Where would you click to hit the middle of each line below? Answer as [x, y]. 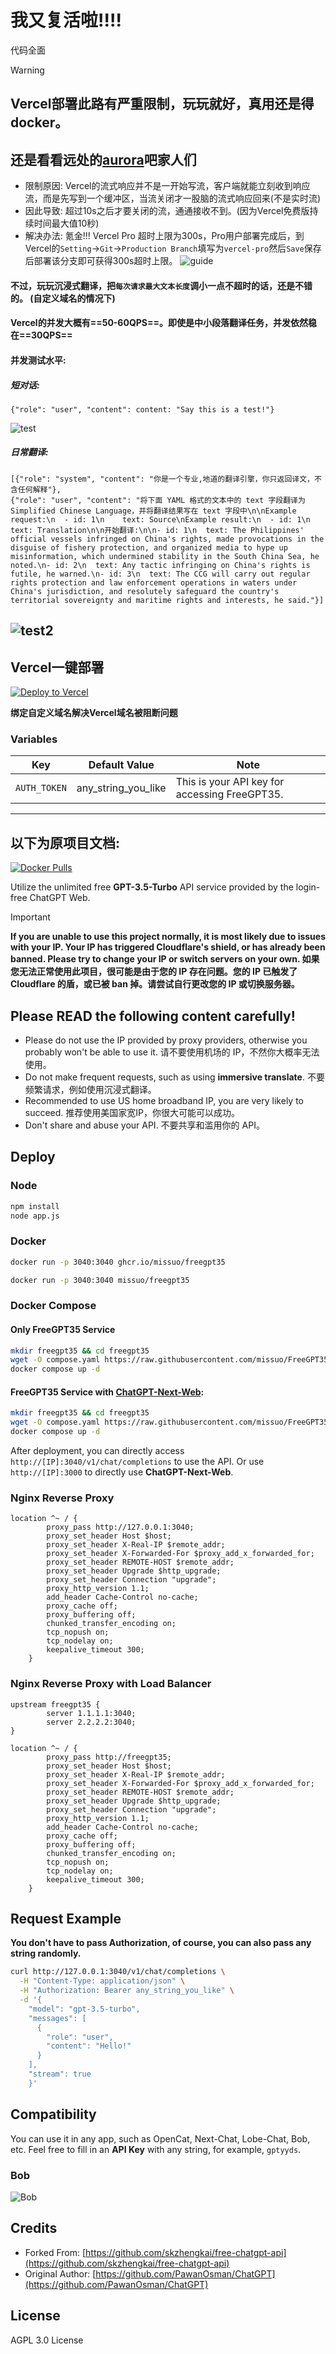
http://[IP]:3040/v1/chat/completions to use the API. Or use [137, 1462]
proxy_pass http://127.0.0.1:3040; [120, 1527]
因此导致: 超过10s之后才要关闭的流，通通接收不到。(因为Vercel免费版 [167, 211]
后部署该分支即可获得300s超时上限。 [101, 261]
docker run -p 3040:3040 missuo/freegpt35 [100, 1280]
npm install [35, 1206]
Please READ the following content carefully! [153, 1016]
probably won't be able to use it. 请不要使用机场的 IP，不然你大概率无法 [172, 1052]
